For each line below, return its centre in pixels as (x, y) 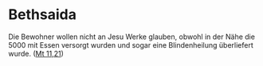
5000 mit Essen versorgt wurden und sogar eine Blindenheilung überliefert (131, 45)
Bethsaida (43, 15)
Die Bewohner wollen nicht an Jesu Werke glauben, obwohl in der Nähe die (131, 37)
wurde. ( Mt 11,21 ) (36, 53)
